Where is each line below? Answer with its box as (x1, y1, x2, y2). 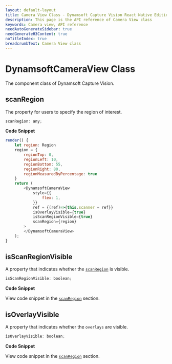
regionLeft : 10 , (24, 157, 58, 162)
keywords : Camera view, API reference (5, 22, 88, 27)
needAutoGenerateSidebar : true (5, 27, 72, 32)
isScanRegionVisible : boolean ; (5, 276, 72, 281)
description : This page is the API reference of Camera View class (5, 17, 153, 22)
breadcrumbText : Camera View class (5, 41, 81, 46)
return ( (14, 181, 33, 186)
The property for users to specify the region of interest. (5, 108, 122, 115)
